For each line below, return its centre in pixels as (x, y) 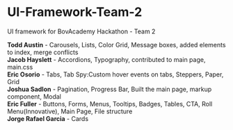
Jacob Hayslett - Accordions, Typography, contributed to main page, (106, 59)
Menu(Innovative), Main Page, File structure (70, 111)
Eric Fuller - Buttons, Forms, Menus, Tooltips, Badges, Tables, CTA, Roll (110, 104)
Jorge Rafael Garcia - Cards (48, 118)
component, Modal (34, 96)
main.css (20, 67)
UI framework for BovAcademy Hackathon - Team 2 (81, 31)
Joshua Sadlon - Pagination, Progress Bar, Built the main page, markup (110, 89)
